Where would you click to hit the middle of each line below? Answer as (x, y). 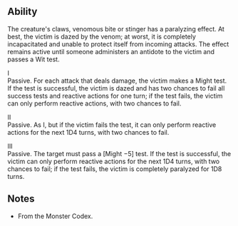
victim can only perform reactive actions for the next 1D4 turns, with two (113, 161)
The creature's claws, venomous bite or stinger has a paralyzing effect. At (116, 29)
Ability (22, 12)
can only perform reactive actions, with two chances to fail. (94, 103)
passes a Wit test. (33, 59)
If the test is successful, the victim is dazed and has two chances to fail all (116, 88)
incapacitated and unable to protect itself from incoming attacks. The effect (118, 44)
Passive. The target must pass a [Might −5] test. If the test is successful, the (119, 153)
